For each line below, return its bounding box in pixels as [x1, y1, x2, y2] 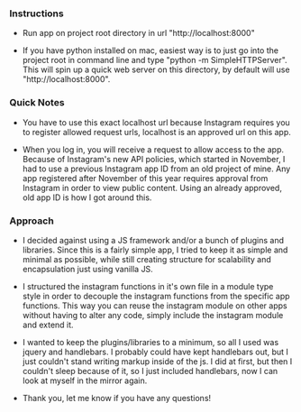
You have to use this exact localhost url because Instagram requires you [22, 116, 290, 128]
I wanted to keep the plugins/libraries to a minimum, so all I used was [22, 336, 279, 347]
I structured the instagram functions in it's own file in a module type [22, 280, 274, 291]
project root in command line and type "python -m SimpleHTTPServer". [22, 55, 287, 66]
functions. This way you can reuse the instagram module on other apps [22, 300, 287, 311]
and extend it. [22, 319, 74, 330]
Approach [9, 215, 54, 227]
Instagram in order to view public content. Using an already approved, [22, 182, 282, 193]
